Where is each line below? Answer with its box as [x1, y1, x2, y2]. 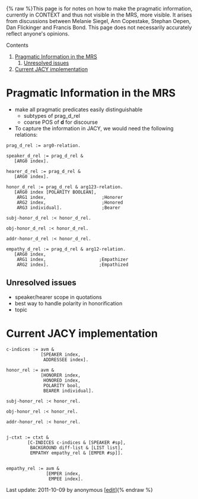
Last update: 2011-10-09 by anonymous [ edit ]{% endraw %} [6, 486, 153, 493]
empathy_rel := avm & [6, 465, 60, 471]
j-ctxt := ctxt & [6, 434, 49, 440]
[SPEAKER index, [40, 352, 81, 358]
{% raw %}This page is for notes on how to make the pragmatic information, [6, 5, 193, 12]
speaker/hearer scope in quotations [14, 293, 102, 301]
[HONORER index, [40, 372, 81, 378]
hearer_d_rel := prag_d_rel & [6, 168, 81, 174]
